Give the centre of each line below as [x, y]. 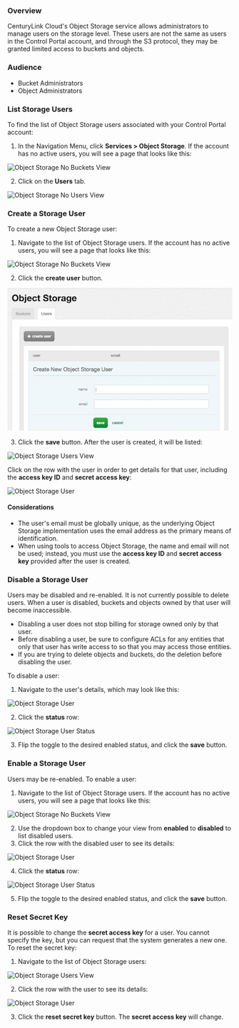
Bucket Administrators [50, 83]
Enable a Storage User [47, 763]
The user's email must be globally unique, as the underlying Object [116, 524]
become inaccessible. [40, 610]
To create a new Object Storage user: [62, 229]
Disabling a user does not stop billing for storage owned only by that [118, 624]
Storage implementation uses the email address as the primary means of [124, 531]
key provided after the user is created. [74, 561]
